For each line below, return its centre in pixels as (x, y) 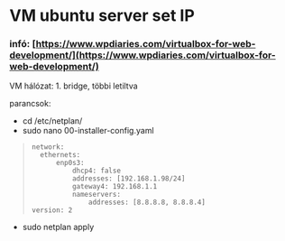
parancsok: (30, 104)
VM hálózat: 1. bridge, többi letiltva (74, 86)
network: (48, 147)
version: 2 (52, 210)
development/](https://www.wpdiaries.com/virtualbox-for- (143, 55)
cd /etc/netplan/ (52, 121)
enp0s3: (70, 163)
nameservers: (97, 195)
